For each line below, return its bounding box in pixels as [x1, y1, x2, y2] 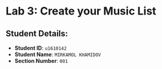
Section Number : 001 [14, 57, 68, 64]
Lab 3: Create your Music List [5, 4, 157, 18]
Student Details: [5, 28, 68, 39]
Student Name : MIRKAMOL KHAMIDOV [14, 51, 101, 58]
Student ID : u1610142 [14, 44, 67, 51]
